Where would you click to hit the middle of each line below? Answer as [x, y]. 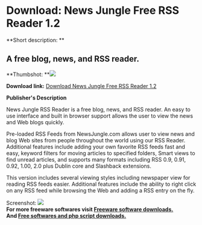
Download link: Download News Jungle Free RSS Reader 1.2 [81, 86]
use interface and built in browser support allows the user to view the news [100, 116]
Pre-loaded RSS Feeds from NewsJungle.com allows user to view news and [100, 134]
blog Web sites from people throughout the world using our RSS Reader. [96, 140]
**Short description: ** [35, 40]
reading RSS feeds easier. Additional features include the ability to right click [101, 184]
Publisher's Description [36, 98]
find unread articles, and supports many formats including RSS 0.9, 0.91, [96, 159]
